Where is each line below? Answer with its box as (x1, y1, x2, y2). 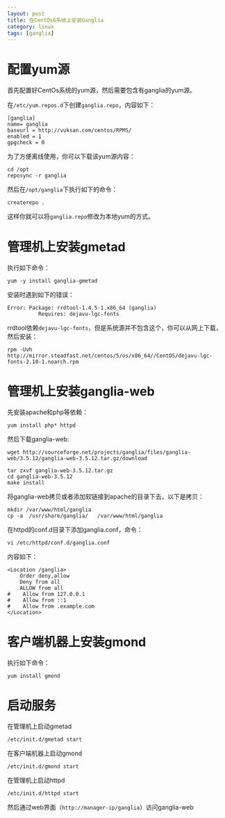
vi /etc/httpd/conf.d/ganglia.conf (7, 540, 110, 546)
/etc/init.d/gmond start (7, 763, 79, 770)
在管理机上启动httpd (7, 776, 65, 784)
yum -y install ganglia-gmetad (7, 278, 98, 285)
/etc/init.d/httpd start (7, 789, 79, 797)
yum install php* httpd (7, 422, 76, 429)
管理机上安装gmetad (7, 239, 126, 255)
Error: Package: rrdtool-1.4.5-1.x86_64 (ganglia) (7, 304, 157, 312)
